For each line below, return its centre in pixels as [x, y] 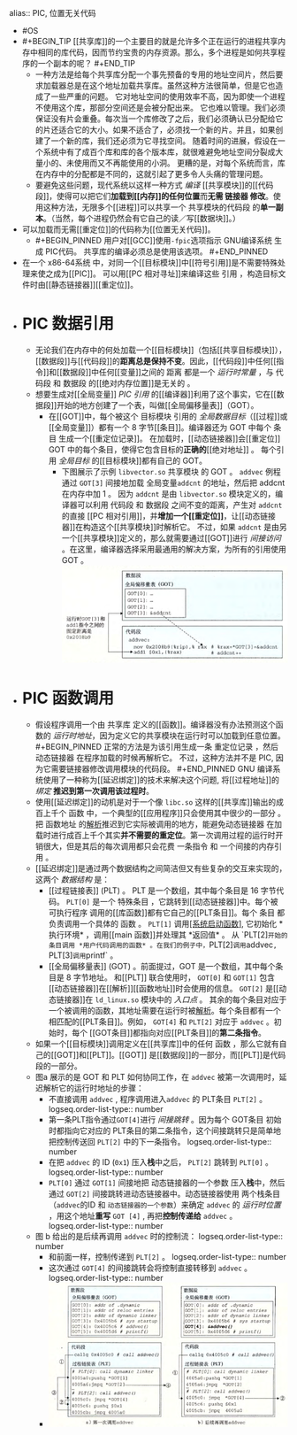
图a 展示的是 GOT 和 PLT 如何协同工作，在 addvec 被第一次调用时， [157, 1076]
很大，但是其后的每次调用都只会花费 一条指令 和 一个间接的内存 [159, 846]
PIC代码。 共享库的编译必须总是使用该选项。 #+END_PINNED [157, 251]
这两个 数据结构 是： [72, 879]
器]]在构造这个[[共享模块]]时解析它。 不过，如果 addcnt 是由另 [174, 527]
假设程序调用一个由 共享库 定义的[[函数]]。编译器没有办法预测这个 [155, 724]
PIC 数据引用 [68, 324]
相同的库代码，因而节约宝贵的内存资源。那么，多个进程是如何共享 [158, 52]
